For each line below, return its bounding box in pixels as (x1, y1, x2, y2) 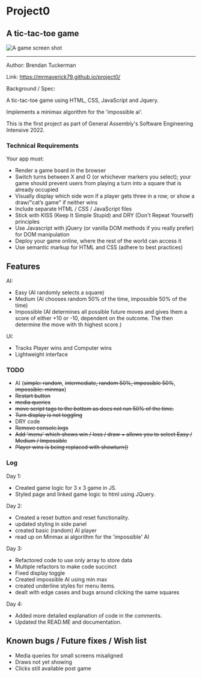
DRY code (14, 418, 40, 425)
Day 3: (6, 545, 23, 552)
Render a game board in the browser (14, 167, 106, 174)
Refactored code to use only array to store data (14, 556, 132, 563)
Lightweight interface (14, 351, 68, 358)
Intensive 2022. (6, 127, 45, 133)
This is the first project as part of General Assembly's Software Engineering (6, 120, 194, 127)
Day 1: (6, 472, 22, 480)
